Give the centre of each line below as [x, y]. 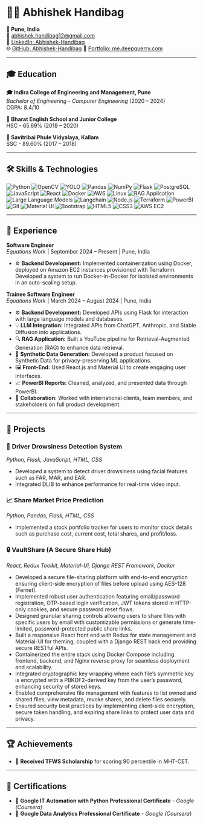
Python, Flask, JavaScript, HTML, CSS [54, 460]
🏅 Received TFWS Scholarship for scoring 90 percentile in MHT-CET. [102, 761]
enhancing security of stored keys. [58, 686]
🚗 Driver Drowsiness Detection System [64, 446]
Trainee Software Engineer [40, 294]
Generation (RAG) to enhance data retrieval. [69, 348]
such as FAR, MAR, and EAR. [50, 478]
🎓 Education [32, 74]
